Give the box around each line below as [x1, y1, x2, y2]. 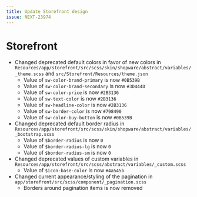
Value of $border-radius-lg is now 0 [23, 143, 112, 150]
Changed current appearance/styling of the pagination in [14, 173, 153, 180]
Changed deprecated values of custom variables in [14, 155, 139, 162]
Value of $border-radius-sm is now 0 [23, 149, 112, 156]
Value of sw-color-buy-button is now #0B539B [23, 114, 132, 121]
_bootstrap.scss [14, 132, 55, 138]
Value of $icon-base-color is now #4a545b [23, 167, 125, 174]
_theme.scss [14, 71, 44, 77]
